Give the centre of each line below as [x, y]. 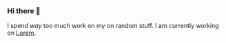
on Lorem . [22, 33]
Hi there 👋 [24, 11]
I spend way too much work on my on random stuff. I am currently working [113, 26]
